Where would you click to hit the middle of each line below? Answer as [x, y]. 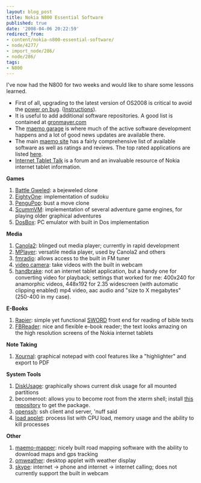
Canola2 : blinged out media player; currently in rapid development [97, 246]
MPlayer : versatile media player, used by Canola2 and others [90, 252]
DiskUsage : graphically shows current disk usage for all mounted [96, 386]
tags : [13, 62]
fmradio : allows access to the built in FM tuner [73, 258]
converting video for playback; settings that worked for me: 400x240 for [105, 278]
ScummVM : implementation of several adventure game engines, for [98, 210]
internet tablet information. [48, 167]
